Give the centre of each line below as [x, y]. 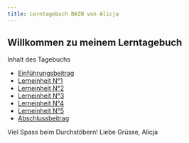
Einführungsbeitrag [46, 73]
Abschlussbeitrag [43, 118]
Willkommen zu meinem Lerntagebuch [95, 43]
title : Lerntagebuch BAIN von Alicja [63, 14]
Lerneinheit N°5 [41, 111]
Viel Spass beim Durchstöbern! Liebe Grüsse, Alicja [83, 132]
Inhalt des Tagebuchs [39, 59]
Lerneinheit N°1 [40, 81]
